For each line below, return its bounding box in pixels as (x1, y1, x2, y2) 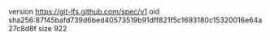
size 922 (37, 24, 67, 33)
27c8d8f (8, 24, 37, 33)
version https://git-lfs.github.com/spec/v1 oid (8, 7, 160, 16)
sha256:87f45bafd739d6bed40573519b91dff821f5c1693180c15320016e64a (8, 15, 263, 25)
